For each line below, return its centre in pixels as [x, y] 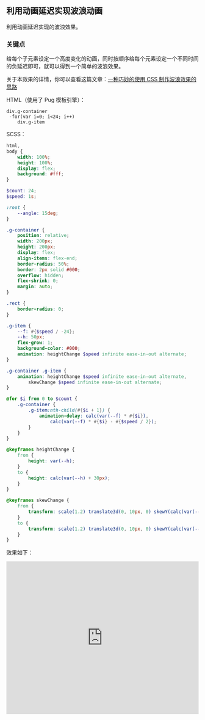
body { [15, 151]
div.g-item [31, 122]
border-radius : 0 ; [41, 309]
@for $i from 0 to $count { [42, 399]
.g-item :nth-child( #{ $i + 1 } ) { [70, 410]
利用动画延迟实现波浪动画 [54, 11]
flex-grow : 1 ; [35, 343]
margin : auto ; [35, 287]
